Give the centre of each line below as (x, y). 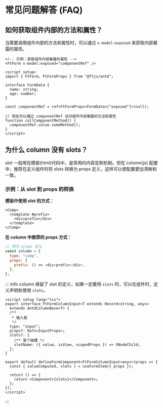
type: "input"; (25, 326)
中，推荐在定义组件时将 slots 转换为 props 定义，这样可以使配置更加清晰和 (81, 169)
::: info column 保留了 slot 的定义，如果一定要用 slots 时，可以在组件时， (80, 284)
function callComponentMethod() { (41, 121)
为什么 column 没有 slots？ (46, 150)
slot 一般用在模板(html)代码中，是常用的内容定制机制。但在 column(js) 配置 (81, 163)
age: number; (23, 94)
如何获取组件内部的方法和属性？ (54, 30)
